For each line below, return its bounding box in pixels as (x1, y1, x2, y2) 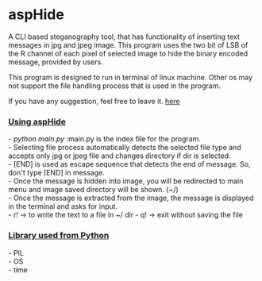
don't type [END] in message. (8, 168, 106, 178)
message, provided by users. (8, 57, 103, 67)
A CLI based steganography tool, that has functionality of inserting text (8, 32, 241, 41)
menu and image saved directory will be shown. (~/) (8, 185, 179, 194)
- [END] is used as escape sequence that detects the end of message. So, (8, 160, 251, 169)
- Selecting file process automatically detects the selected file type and (8, 143, 241, 152)
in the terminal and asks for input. (8, 202, 118, 211)
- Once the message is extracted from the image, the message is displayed (8, 193, 254, 203)
